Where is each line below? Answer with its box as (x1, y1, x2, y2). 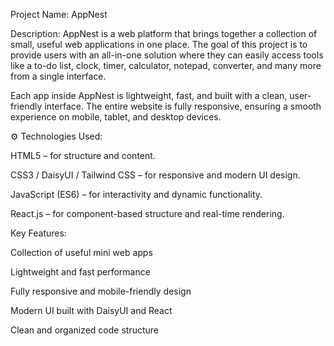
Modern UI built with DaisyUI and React (10, 305, 173, 316)
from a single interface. (10, 70, 107, 82)
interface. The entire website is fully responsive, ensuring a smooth (44, 100, 322, 112)
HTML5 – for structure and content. (10, 150, 156, 161)
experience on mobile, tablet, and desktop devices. (10, 111, 222, 123)
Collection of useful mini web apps (10, 247, 153, 258)
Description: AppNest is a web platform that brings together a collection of (10, 28, 318, 39)
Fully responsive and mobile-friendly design (10, 285, 192, 297)
